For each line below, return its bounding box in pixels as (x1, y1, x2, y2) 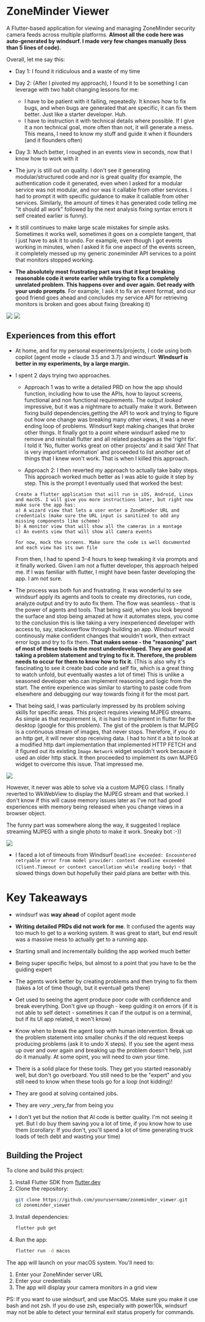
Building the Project (6, 1151, 83, 1161)
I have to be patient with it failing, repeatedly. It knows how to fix (24, 98, 187, 105)
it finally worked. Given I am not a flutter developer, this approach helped (15, 562, 198, 569)
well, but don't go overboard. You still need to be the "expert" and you (15, 1071, 192, 1079)
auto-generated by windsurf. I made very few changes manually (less (6, 37, 187, 45)
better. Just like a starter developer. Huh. (24, 110, 127, 118)
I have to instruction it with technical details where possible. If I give (24, 117, 195, 124)
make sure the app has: (15, 502, 76, 508)
